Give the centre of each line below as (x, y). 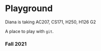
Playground (29, 8)
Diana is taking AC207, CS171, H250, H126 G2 (50, 22)
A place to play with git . (29, 31)
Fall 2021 (16, 44)
